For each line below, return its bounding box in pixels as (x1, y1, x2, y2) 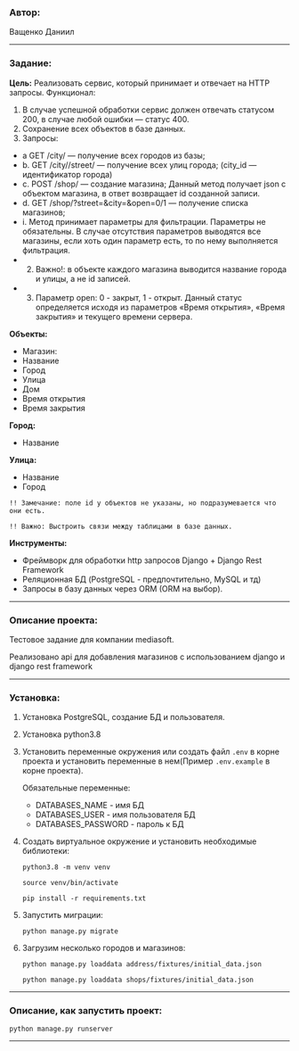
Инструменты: (9, 537, 68, 548)
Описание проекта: (9, 614, 98, 626)
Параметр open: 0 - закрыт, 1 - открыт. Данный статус (35, 292, 243, 302)
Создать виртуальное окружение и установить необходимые (21, 836, 257, 847)
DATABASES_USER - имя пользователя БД (35, 809, 196, 820)
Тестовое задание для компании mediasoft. (9, 633, 174, 644)
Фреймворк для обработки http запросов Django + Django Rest (21, 555, 263, 566)
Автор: (9, 6, 41, 19)
